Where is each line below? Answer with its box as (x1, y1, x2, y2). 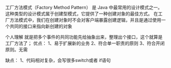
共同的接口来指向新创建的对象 (9, 23, 72, 29)
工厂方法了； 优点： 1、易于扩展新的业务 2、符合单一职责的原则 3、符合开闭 (5, 40, 165, 46)
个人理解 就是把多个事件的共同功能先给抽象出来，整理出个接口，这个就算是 (5, 34, 163, 40)
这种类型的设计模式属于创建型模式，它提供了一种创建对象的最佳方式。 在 (5, 11, 158, 17)
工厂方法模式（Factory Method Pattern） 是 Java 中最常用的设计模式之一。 (5, 5, 163, 10)
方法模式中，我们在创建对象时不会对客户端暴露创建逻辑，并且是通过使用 (9, 17, 161, 23)
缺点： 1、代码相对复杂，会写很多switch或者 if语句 (5, 57, 111, 63)
